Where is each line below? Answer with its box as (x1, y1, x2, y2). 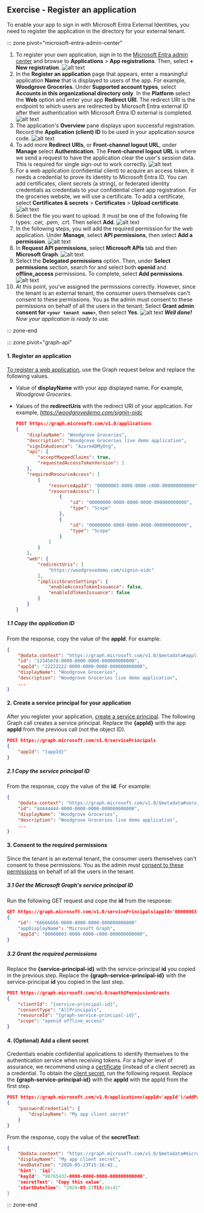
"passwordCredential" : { (18, 1106, 81, 1112)
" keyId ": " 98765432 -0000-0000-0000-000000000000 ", (18, 1173, 148, 1179)
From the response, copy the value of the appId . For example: (7, 635, 161, 642)
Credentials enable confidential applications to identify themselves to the (7, 1050, 189, 1058)
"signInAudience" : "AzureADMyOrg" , (27, 443, 117, 449)
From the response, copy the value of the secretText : (7, 1134, 140, 1141)
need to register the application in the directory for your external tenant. (7, 27, 186, 35)
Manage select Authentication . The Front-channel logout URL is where (15, 147, 196, 155)
